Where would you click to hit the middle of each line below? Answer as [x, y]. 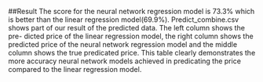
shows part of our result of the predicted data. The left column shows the [127, 28]
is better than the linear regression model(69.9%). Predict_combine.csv [124, 20]
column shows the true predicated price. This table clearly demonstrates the [132, 53]
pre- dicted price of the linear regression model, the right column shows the [131, 36]
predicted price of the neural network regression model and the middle [123, 45]
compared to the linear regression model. [75, 69]
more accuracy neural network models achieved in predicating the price [125, 61]
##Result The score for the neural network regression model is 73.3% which [131, 11]
